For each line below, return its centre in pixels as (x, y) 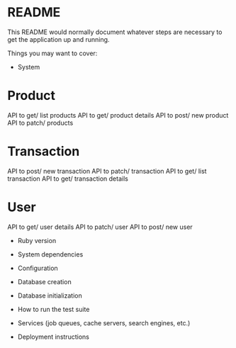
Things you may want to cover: (52, 53)
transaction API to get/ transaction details (68, 179)
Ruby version (37, 240)
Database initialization (50, 296)
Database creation (45, 281)
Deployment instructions (54, 337)
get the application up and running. (58, 39)
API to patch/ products (40, 123)
